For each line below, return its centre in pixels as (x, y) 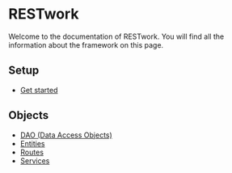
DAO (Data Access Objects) (66, 135)
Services (35, 160)
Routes (32, 152)
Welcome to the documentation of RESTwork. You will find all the (116, 36)
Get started (39, 90)
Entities (32, 143)
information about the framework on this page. (86, 44)
